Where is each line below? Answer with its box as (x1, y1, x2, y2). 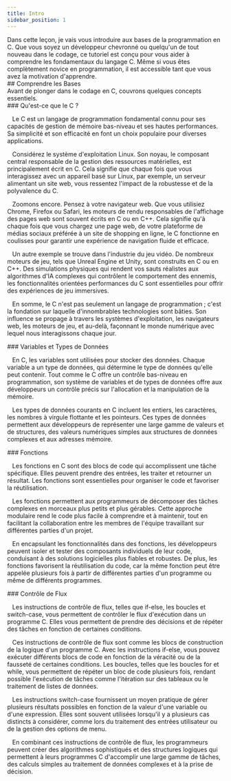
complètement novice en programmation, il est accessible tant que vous (7, 65, 212, 73)
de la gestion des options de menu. (7, 725, 107, 733)
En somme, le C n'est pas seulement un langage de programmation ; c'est (12, 300, 221, 308)
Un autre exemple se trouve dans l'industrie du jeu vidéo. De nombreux (12, 249, 214, 258)
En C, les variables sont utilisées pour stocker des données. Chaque (12, 355, 205, 364)
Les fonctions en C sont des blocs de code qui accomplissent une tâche (12, 461, 217, 470)
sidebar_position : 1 (7, 17, 67, 23)
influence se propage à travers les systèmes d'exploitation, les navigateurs (7, 314, 219, 322)
